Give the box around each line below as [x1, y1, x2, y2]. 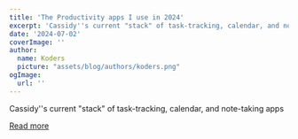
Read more [9, 120, 50, 131]
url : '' [17, 79, 46, 88]
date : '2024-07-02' [9, 29, 82, 38]
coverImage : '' [9, 37, 66, 47]
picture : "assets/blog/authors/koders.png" [17, 63, 180, 72]
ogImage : [9, 71, 42, 80]
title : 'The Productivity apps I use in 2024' [9, 12, 184, 22]
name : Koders [17, 54, 66, 63]
